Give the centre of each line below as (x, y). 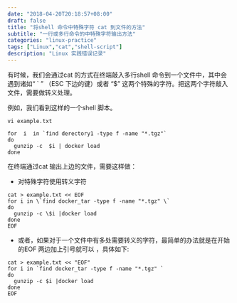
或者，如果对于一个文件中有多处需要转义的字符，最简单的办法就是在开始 (123, 240)
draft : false (27, 21)
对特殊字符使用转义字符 (52, 181)
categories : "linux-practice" (52, 41)
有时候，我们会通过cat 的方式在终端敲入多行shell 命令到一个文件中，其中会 (117, 75)
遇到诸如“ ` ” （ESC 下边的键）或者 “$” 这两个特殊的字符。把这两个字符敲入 (118, 83)
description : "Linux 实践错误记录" (57, 54)
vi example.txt (30, 121)
